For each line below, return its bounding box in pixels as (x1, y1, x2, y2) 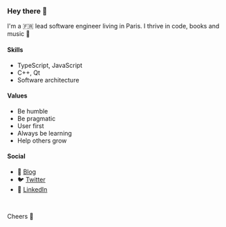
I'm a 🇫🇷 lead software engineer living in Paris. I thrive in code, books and (7, 22, 220, 30)
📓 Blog (17, 167, 37, 176)
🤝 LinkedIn (17, 185, 48, 193)
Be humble (17, 107, 48, 115)
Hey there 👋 (7, 6, 47, 16)
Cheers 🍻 (7, 212, 34, 220)
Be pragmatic (17, 114, 56, 122)
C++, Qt (17, 69, 40, 77)
